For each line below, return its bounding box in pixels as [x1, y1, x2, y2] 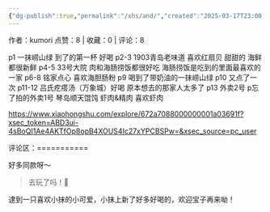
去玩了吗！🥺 [27, 177, 69, 187]
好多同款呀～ [8, 159, 51, 170]
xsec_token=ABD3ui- [8, 117, 79, 127]
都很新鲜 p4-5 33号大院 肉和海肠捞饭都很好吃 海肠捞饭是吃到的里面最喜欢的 [8, 62, 261, 72]
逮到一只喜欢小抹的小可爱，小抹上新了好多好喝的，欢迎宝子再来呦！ [8, 194, 235, 204]
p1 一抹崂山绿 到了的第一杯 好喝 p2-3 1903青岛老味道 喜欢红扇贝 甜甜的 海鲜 [8, 52, 263, 61]
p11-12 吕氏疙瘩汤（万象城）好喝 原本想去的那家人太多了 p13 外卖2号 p [17, 83, 252, 92]
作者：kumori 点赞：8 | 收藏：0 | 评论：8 [8, 35, 145, 45]
